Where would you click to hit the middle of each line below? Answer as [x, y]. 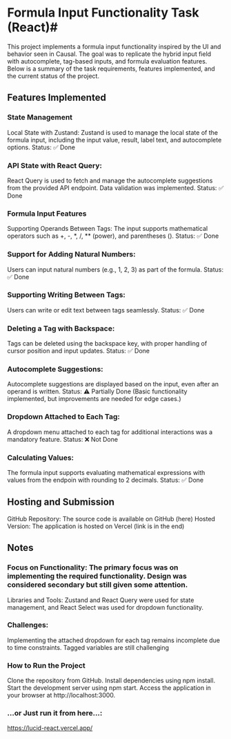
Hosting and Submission [61, 502]
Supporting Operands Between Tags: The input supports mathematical [108, 229]
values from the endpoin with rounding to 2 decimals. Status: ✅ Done [106, 480]
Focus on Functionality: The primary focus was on [93, 568]
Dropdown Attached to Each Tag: [64, 417]
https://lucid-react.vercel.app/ [50, 728]
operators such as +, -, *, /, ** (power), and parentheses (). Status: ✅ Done [113, 236]
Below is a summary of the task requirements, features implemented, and [111, 68]
